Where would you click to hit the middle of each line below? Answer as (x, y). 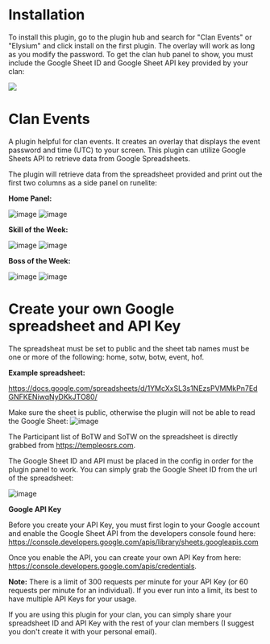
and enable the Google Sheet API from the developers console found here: (132, 533)
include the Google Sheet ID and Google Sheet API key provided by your (128, 63)
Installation (47, 15)
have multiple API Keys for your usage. (73, 599)
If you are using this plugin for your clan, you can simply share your (120, 614)
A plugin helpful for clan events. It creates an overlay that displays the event (134, 141)
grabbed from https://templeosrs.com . (72, 445)
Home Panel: (30, 198)
